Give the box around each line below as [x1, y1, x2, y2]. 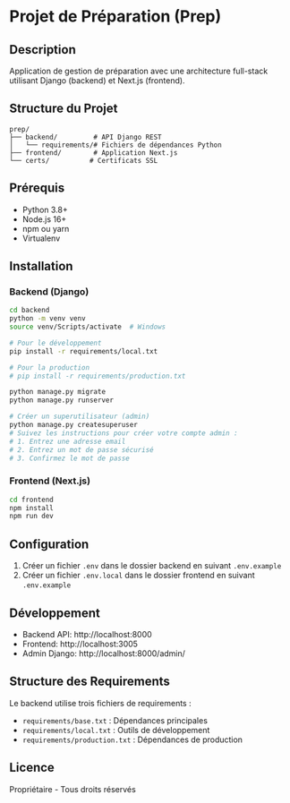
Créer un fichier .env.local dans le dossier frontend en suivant [21, 570, 255, 581]
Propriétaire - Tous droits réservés [9, 783, 136, 794]
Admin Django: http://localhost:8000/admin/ [21, 647, 186, 659]
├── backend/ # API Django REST [9, 132, 163, 141]
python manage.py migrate [9, 388, 106, 397]
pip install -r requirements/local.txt [9, 346, 158, 355]
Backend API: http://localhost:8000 [21, 628, 152, 639]
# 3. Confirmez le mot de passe [9, 454, 130, 463]
